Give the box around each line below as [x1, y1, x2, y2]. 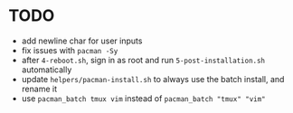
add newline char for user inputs [21, 35, 143, 46]
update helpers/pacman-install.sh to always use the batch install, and [21, 73, 285, 84]
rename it [21, 83, 58, 94]
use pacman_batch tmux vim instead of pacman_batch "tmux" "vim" [21, 92, 266, 104]
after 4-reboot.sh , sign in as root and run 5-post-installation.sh [21, 54, 266, 65]
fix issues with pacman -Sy [21, 44, 118, 55]
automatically [21, 64, 72, 75]
